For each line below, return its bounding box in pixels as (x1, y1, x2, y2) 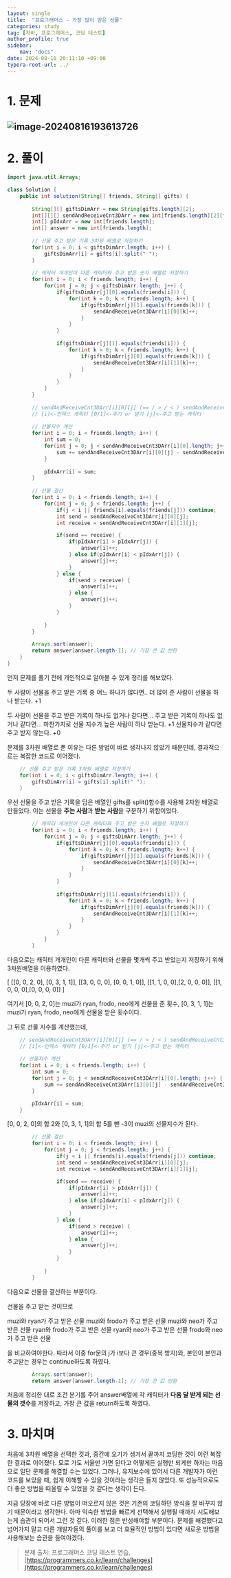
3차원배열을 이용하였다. (7, 964, 70, 972)
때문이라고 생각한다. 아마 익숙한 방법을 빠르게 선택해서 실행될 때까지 (14, 1508, 196, 1516)
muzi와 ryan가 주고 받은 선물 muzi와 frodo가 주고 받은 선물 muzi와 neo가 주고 (7, 1317, 218, 1325)
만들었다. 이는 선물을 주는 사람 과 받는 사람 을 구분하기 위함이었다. (7, 807, 179, 815)
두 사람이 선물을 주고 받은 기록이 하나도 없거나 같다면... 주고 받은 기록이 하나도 (7, 711, 216, 719)
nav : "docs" (19, 49, 54, 56)
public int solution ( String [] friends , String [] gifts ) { (19, 192, 189, 200)
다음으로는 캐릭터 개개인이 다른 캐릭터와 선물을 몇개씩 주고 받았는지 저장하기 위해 (7, 955, 224, 963)
